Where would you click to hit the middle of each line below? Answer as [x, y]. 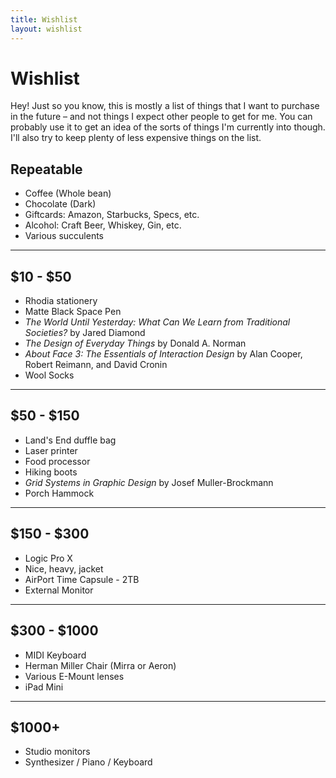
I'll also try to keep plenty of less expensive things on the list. [136, 138]
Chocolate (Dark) [60, 204]
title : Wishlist [44, 19]
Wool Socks [49, 375]
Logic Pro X [48, 558]
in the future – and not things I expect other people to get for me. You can [161, 117]
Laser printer [51, 450]
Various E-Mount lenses [74, 676]
